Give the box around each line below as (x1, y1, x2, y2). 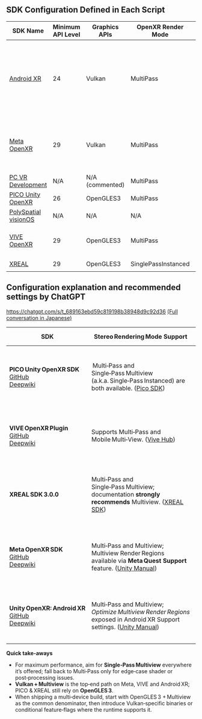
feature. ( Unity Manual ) (91, 564, 158, 572)
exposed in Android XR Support (91, 615, 180, 623)
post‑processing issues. (14, 674, 75, 681)
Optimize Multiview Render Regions (91, 608, 191, 616)
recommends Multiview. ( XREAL (91, 497, 184, 506)
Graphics (92, 22, 119, 31)
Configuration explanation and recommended (6, 283, 181, 293)
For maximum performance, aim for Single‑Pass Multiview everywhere (14, 661, 192, 668)
